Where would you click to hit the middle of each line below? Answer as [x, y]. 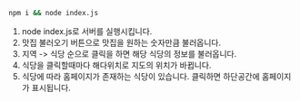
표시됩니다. [51, 87]
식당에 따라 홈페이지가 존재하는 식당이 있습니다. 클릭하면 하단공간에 [140, 76]
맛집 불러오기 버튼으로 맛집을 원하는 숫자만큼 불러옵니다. [121, 42]
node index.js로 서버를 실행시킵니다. [87, 31]
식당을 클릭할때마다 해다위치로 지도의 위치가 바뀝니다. [116, 65]
